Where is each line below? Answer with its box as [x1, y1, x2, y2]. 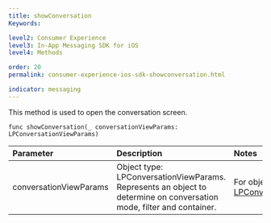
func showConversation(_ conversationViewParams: [8, 122, 179, 131]
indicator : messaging [8, 85, 81, 93]
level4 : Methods [8, 49, 63, 57]
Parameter [12, 147, 54, 159]
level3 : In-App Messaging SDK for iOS [8, 41, 139, 49]
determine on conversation [116, 191, 219, 202]
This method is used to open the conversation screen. [8, 107, 188, 117]
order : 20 [8, 64, 42, 72]
